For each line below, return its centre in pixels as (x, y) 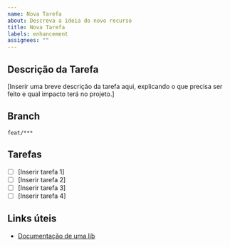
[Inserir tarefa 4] (42, 196)
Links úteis (32, 219)
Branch (24, 116)
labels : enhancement (38, 34)
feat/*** (20, 132)
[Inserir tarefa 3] (42, 188)
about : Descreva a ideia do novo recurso (70, 21)
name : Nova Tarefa (35, 14)
